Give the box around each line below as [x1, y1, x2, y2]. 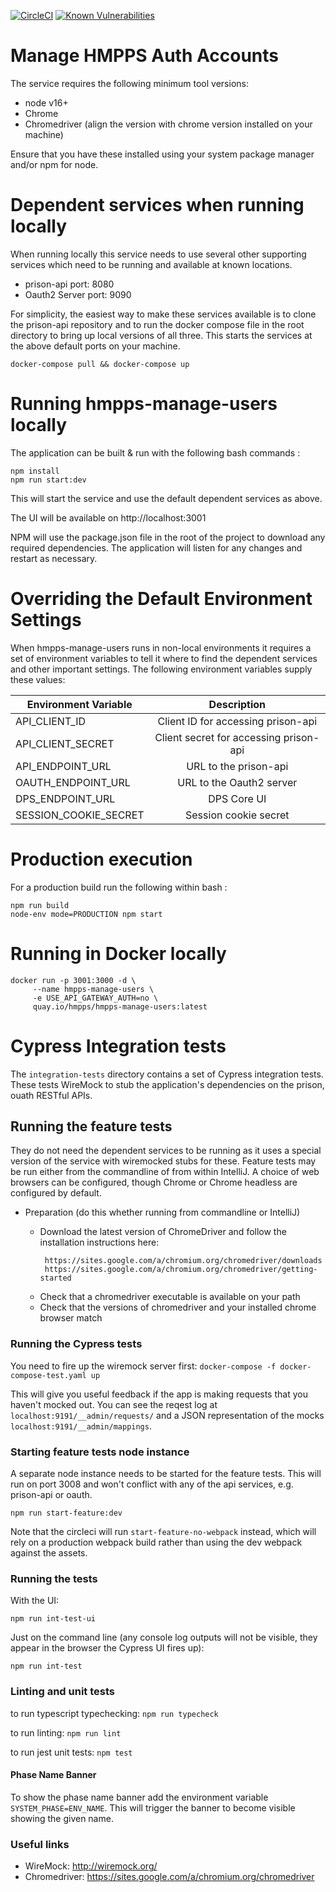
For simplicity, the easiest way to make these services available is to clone [10, 308, 317, 320]
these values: [10, 673, 66, 685]
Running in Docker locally [10, 942, 227, 965]
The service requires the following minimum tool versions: [10, 77, 249, 89]
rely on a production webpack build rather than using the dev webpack [10, 1536, 303, 1548]
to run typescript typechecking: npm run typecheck [10, 1707, 219, 1719]
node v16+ [24, 96, 69, 109]
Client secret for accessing [154, 730, 282, 744]
